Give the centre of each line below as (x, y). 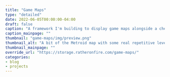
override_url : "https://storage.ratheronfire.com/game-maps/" (72, 52)
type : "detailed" (24, 15)
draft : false (19, 24)
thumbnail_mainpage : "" (30, 48)
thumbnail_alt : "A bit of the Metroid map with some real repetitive (80, 43)
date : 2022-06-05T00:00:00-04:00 (40, 19)
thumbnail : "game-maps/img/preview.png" (49, 38)
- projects (17, 66)
